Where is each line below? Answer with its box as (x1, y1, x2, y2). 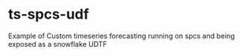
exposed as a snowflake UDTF (8, 39, 108, 48)
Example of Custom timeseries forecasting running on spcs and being (8, 31, 235, 40)
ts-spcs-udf (8, 5, 89, 23)
